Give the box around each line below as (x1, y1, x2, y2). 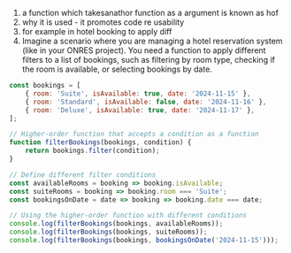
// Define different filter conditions (9, 170, 157, 180)
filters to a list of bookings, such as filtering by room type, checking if (21, 55, 276, 65)
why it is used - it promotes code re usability (21, 17, 185, 27)
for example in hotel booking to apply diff (21, 27, 172, 36)
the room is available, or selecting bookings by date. (21, 64, 212, 74)
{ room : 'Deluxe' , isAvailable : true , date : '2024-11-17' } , (25, 105, 256, 114)
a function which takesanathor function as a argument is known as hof (21, 8, 279, 18)
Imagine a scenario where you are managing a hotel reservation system (21, 35, 283, 46)
